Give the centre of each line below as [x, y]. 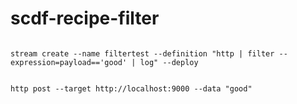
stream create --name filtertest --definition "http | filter [142, 53]
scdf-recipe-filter [85, 18]
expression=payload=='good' [69, 62]
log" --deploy [169, 62]
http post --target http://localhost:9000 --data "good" [131, 88]
